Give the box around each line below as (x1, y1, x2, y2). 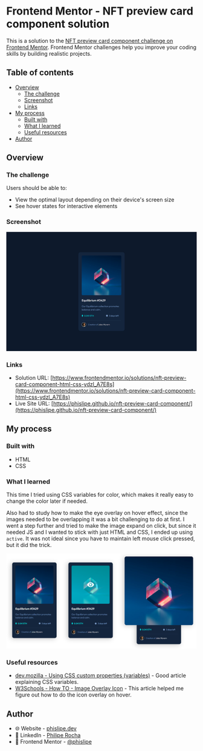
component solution (6, 17, 110, 31)
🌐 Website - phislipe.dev (14, 725, 77, 732)
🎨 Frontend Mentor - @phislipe (14, 738, 92, 746)
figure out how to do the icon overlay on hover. (14, 691, 132, 698)
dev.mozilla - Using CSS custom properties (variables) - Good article (14, 672, 186, 679)
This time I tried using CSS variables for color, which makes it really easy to (6, 491, 194, 499)
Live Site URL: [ (14, 400, 54, 407)
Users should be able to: (6, 185, 68, 192)
